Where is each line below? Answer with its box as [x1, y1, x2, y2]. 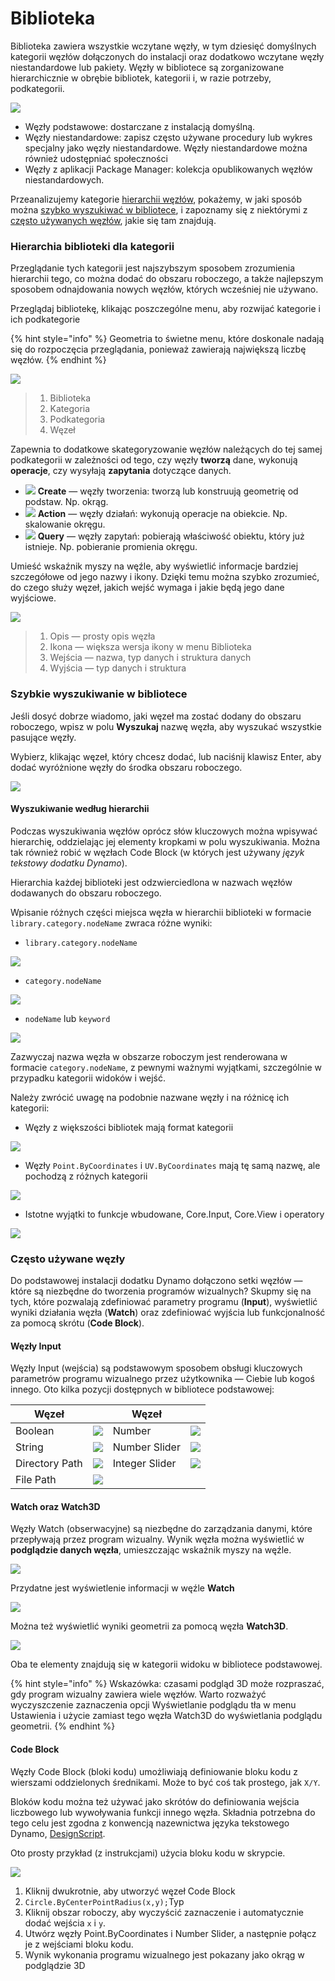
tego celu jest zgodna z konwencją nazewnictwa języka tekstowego [10, 1817, 290, 1829]
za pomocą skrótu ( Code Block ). [10, 1317, 145, 1329]
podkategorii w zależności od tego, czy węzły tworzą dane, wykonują [10, 454, 298, 466]
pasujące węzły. [10, 731, 77, 743]
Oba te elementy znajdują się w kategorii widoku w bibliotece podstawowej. [10, 1658, 323, 1671]
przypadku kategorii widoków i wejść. [10, 1072, 166, 1084]
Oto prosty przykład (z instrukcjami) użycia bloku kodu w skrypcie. [10, 1847, 286, 1859]
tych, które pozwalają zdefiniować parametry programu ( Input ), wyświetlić [10, 1296, 318, 1308]
